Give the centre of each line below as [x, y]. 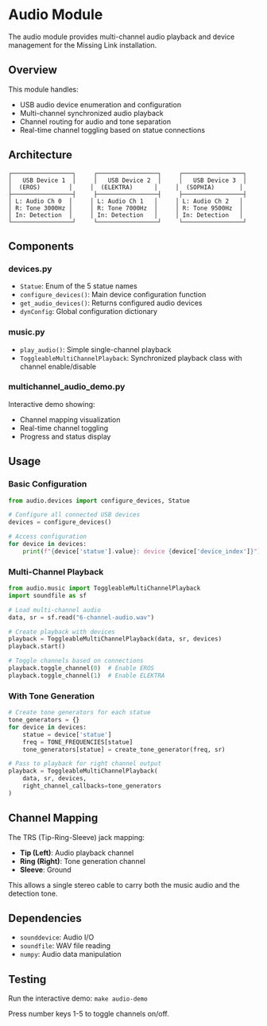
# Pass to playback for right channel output [85, 764]
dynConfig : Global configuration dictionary [88, 312]
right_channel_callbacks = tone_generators [92, 786]
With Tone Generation [52, 695]
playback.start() [37, 647]
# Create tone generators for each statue [79, 713]
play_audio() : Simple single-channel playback [95, 349]
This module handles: [43, 89]
